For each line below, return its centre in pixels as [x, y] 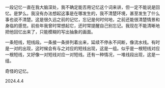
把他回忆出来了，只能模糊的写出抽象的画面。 [50, 32]
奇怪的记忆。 [18, 71]
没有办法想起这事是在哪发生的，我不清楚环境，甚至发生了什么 [97, 13]
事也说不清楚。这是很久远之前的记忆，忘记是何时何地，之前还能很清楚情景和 [82, 19]
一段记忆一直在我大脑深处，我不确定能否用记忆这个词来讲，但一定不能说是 [80, 7]
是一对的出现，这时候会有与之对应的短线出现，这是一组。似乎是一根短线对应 [82, 48]
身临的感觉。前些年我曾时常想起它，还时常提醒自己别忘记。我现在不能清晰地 [82, 26]
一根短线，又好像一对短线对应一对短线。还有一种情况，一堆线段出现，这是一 [82, 55]
